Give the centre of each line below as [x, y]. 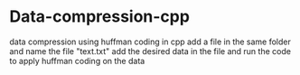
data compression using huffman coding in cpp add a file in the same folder [150, 42]
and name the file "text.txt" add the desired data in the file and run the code [150, 51]
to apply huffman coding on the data [77, 61]
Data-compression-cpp [99, 17]
